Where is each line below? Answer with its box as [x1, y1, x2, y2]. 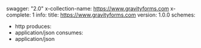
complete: [6, 11, 31, 18]
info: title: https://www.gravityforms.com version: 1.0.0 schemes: [35, 11, 196, 18]
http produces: [14, 23, 52, 30]
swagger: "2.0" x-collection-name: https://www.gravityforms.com [6, 5, 169, 12]
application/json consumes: [14, 29, 83, 36]
